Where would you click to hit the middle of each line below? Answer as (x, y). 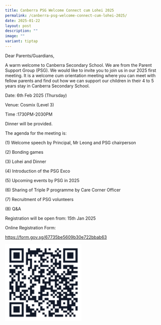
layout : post (18, 26)
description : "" (21, 31)
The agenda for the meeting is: (36, 133)
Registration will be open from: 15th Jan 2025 (51, 218)
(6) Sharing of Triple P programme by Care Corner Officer (63, 190)
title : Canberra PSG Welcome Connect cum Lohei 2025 (60, 10)
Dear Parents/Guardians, (30, 56)
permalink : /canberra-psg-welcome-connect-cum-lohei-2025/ (66, 15)
